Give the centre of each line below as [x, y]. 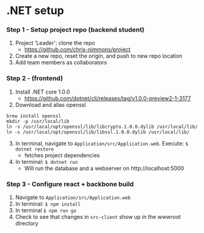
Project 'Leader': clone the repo [55, 43]
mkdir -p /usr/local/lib [38, 121]
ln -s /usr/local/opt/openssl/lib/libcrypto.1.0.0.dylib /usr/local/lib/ [102, 127]
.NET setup [35, 11]
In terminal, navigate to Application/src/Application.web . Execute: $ [101, 143]
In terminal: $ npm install [48, 204]
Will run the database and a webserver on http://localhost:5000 [104, 168]
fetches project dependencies [62, 155]
